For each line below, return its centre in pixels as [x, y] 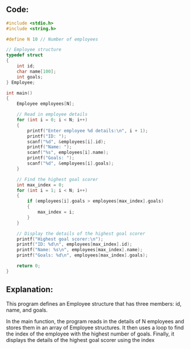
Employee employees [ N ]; [46, 104]
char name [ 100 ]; [37, 71]
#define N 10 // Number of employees [52, 39]
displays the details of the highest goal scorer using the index [80, 340]
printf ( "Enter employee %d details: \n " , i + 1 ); [88, 131]
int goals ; [30, 77]
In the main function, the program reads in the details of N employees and [95, 321]
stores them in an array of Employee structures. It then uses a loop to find [95, 327]
